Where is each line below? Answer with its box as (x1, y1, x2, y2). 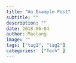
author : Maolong (6, 31, 47, 37)
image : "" (6, 37, 31, 43)
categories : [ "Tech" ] (6, 48, 66, 54)
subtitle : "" (6, 14, 39, 20)
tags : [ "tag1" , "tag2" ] (6, 43, 66, 49)
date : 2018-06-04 (6, 25, 50, 32)
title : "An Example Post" (6, 8, 71, 15)
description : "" (6, 20, 47, 26)
